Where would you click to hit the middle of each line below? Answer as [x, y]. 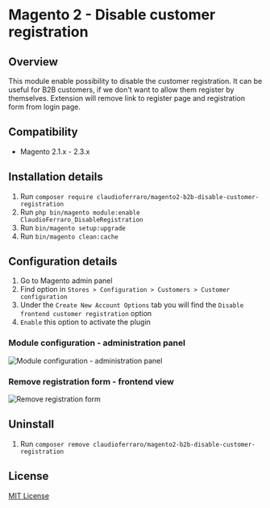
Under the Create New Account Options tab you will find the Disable [132, 305]
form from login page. [44, 107]
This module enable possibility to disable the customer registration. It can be [135, 81]
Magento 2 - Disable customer [112, 15]
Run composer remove [55, 443]
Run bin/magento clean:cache [69, 236]
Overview [33, 62]
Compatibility [43, 132]
